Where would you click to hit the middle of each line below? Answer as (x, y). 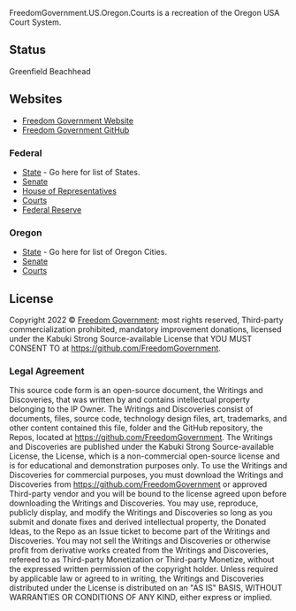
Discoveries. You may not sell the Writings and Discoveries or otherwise (140, 541)
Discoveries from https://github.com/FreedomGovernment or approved (138, 484)
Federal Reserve (52, 209)
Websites (36, 100)
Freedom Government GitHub (76, 130)
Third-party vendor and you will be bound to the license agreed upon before (148, 494)
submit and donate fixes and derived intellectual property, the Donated (138, 522)
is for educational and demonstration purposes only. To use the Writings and (148, 466)
